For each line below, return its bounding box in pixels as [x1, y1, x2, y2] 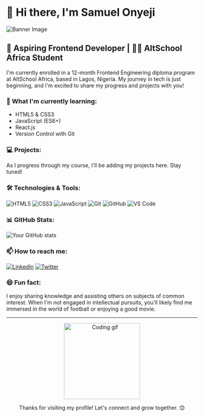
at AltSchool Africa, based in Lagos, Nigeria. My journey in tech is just [6, 75, 181, 83]
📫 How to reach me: [6, 247, 68, 255]
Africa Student [6, 53, 63, 63]
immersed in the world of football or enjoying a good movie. [6, 305, 156, 312]
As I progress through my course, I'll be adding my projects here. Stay [6, 162, 182, 169]
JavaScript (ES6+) [15, 117, 61, 125]
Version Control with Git [15, 130, 75, 137]
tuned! [6, 168, 22, 176]
